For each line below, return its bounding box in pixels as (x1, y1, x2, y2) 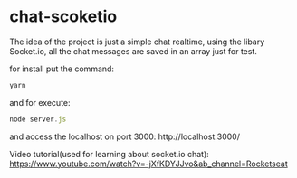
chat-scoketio (9, 6, 118, 27)
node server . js (9, 115, 67, 124)
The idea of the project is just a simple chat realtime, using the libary (9, 36, 265, 47)
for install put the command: (9, 63, 115, 74)
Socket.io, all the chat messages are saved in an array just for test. (9, 45, 258, 56)
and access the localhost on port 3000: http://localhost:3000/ (9, 131, 240, 142)
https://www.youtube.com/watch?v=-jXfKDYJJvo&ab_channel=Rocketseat (9, 158, 288, 169)
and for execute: (9, 97, 71, 108)
